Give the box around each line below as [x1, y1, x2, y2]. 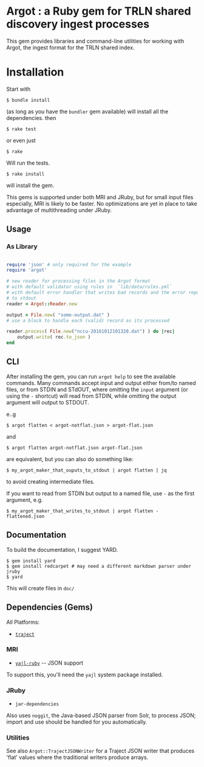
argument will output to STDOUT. [6, 398, 89, 406]
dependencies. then [6, 114, 56, 121]
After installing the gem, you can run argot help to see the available [6, 373, 176, 380]
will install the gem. [6, 182, 55, 189]
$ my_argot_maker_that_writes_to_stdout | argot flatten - [6, 507, 159, 514]
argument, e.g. [6, 496, 43, 503]
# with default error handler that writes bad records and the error [6, 289, 186, 296]
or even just [6, 136, 36, 144]
